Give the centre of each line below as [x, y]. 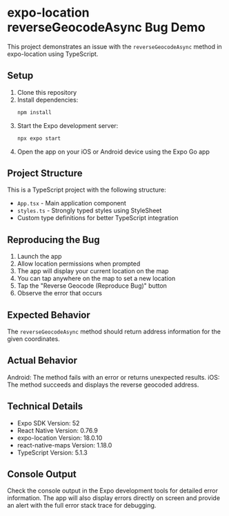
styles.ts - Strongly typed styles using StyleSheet [89, 211]
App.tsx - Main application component [71, 203]
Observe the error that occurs [59, 293]
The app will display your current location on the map [93, 271]
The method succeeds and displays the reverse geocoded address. [103, 385]
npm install [34, 112]
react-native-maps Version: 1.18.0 [64, 445]
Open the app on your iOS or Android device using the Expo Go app [113, 151]
